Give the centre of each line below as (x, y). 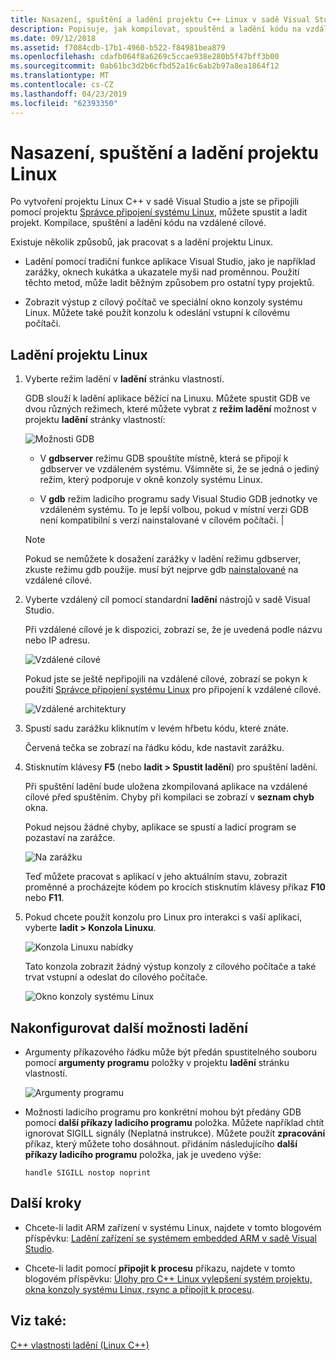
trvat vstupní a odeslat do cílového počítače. (116, 977)
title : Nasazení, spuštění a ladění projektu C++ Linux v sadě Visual (160, 19)
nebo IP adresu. (57, 640)
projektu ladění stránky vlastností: (95, 420)
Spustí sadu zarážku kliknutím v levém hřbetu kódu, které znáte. (157, 728)
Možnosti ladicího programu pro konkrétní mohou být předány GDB (163, 1112)
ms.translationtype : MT (60, 76)
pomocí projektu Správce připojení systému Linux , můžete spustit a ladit (159, 212)
